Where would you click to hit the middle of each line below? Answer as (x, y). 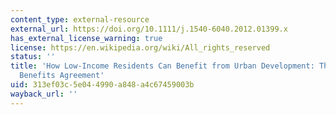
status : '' (33, 57)
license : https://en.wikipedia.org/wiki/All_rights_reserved (140, 47)
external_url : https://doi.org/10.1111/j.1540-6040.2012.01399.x (149, 29)
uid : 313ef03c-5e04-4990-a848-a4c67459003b (102, 85)
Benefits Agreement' (62, 76)
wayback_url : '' (44, 94)
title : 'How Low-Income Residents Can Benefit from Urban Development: (162, 66)
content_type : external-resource (80, 19)
